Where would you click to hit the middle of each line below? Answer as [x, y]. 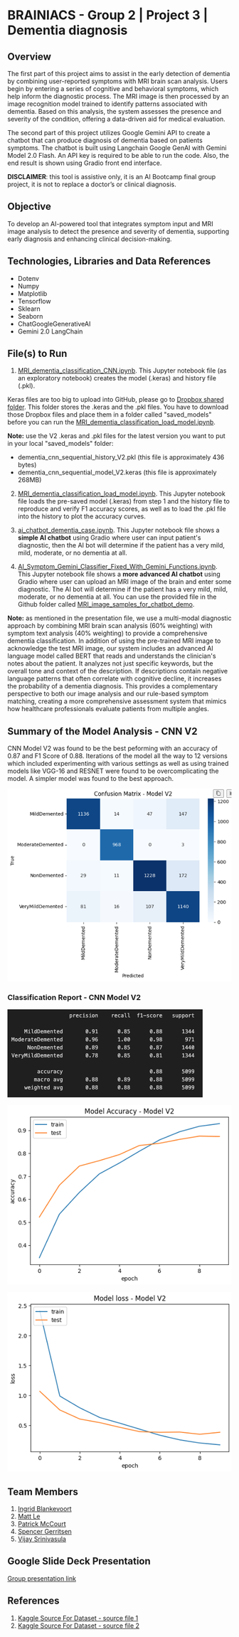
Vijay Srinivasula [42, 1539]
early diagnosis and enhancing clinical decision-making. [90, 239]
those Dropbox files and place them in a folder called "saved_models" [110, 415]
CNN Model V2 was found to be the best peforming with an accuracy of [113, 748]
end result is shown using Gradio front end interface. [85, 163]
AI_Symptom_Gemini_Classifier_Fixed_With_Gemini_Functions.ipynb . [118, 567]
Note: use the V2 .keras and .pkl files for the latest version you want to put [116, 436]
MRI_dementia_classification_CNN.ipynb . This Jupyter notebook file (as [122, 370]
